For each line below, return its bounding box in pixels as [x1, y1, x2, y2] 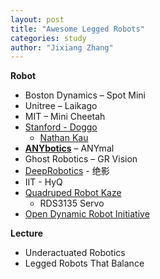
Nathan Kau [39, 132, 89, 144]
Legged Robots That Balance [24, 257, 145, 270]
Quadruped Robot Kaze [24, 187, 122, 199]
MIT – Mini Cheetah [24, 111, 106, 123]
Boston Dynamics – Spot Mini [24, 89, 146, 101]
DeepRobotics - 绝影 [24, 165, 110, 177]
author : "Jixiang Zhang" [10, 42, 114, 53]
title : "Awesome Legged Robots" [10, 24, 145, 34]
